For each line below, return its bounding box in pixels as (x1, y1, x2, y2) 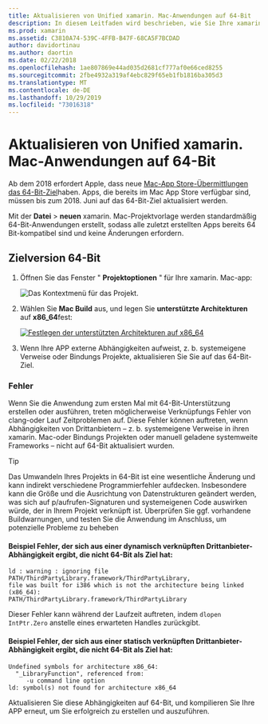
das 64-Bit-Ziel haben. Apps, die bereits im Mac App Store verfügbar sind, (8, 187, 251, 197)
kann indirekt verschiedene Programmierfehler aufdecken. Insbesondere (8, 481, 247, 490)
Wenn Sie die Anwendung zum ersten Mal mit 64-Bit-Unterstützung (8, 398, 231, 408)
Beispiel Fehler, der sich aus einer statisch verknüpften (8, 636, 195, 646)
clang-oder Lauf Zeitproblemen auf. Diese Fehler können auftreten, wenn (8, 415, 249, 425)
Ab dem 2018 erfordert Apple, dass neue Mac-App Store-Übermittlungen (8, 179, 249, 189)
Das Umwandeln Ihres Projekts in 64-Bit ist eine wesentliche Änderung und (8, 472, 255, 482)
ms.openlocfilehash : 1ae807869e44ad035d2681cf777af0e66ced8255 (8, 64, 223, 72)
